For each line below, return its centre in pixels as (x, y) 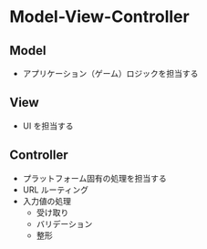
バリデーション (64, 223)
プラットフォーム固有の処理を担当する (94, 178)
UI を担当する (48, 126)
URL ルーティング (56, 190)
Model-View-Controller (99, 17)
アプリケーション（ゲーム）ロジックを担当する (110, 73)
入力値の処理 (47, 201)
